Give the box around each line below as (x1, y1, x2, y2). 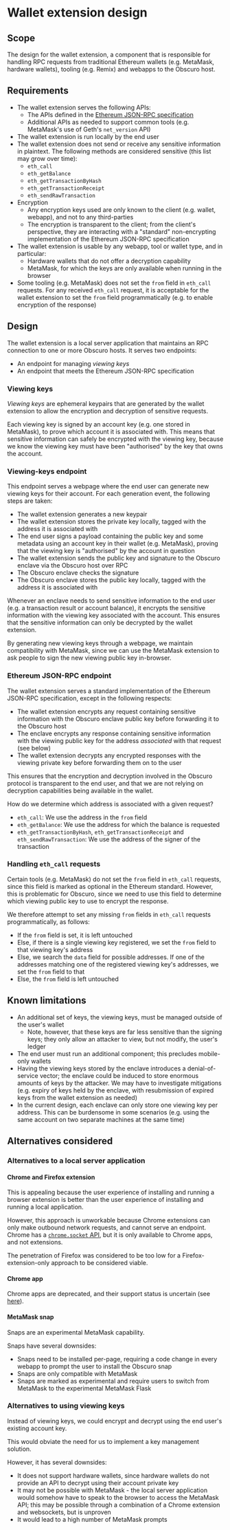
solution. (7, 1445, 32, 1453)
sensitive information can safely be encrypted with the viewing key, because (7, 435, 224, 443)
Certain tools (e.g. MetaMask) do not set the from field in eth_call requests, (7, 875, 222, 883)
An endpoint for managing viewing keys (16, 359, 130, 367)
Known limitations (7, 995, 87, 1006)
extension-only (7, 1259, 50, 1267)
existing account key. (7, 1424, 67, 1432)
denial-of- (187, 1064, 216, 1073)
